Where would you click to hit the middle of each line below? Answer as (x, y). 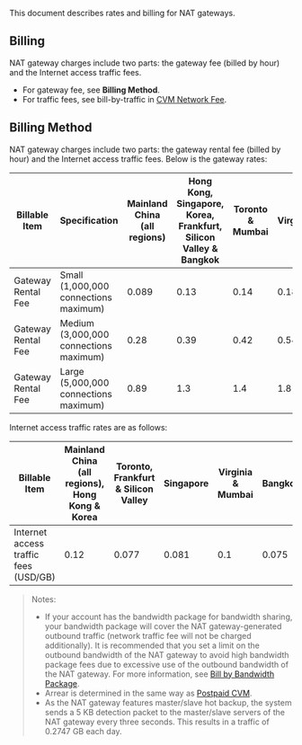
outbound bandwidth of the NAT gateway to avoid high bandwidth (167, 654)
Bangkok (200, 260)
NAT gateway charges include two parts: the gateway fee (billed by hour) (145, 63)
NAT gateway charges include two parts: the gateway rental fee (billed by (145, 149)
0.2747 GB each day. (84, 731)
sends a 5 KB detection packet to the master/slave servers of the (165, 712)
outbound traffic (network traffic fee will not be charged (148, 635)
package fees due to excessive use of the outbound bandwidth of (167, 664)
